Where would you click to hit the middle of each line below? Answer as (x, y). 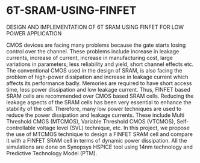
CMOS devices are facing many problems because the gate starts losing (96, 45)
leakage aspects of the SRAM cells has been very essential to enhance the (99, 102)
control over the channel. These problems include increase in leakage (93, 51)
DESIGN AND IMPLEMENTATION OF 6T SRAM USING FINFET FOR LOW (95, 27)
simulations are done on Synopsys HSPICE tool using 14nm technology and (99, 147)
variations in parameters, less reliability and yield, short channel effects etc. (100, 64)
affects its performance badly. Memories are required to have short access (99, 83)
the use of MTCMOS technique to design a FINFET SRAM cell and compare (99, 134)
